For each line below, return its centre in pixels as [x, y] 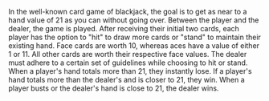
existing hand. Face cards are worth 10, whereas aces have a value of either [134, 46]
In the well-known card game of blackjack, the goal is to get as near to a [128, 12]
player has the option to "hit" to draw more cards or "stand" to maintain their [134, 37]
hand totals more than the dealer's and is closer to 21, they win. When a [126, 80]
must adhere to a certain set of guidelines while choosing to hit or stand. [128, 63]
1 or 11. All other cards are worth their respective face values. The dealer [128, 54]
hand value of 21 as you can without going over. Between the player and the [134, 20]
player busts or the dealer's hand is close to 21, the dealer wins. [114, 88]
